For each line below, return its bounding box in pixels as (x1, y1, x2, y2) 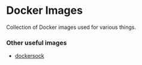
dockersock (14, 52, 45, 60)
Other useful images (6, 39, 67, 47)
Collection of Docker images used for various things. (6, 23, 137, 31)
